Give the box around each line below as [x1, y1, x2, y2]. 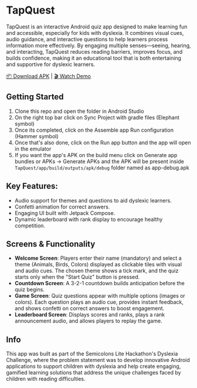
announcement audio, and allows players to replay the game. [14, 317, 163, 325]
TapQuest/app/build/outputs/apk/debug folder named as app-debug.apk [14, 164, 189, 171]
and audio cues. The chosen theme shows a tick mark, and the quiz [14, 267, 179, 275]
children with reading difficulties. [6, 376, 86, 383]
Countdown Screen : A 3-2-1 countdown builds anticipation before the [14, 280, 185, 287]
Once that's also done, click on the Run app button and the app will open [14, 139, 191, 146]
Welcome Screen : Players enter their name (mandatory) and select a [14, 255, 182, 262]
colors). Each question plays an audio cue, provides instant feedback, [14, 299, 184, 306]
